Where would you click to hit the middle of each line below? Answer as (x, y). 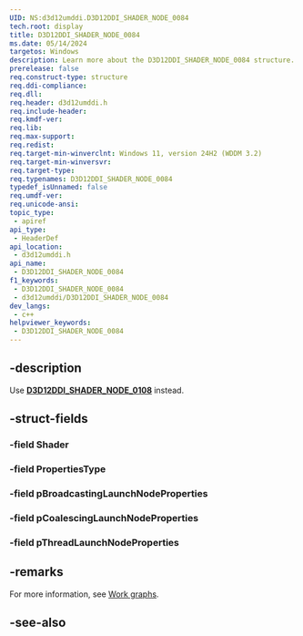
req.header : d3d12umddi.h (58, 103)
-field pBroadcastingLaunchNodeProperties (109, 493)
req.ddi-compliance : (49, 86)
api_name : (28, 264)
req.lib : (26, 128)
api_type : (28, 230)
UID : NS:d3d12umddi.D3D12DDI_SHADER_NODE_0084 (99, 18)
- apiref (30, 221)
